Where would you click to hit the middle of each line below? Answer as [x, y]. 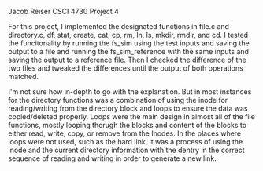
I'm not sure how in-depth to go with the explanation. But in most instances [130, 92]
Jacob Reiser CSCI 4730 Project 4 [64, 11]
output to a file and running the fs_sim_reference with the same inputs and [129, 51]
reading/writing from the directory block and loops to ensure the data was [128, 108]
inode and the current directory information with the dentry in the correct [127, 150]
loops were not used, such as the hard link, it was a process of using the [126, 142]
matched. [24, 76]
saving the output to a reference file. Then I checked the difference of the [127, 60]
